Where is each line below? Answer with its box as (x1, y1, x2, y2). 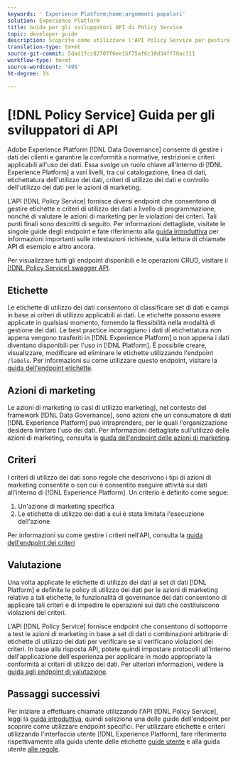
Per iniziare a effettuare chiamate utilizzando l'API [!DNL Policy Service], (7, 707, 219, 715)
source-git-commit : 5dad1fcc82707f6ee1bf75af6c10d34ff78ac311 (7, 51, 195, 58)
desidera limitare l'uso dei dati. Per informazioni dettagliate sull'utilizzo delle (7, 426, 229, 435)
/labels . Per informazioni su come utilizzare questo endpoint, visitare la (7, 357, 218, 365)
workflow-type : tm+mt (7, 57, 72, 64)
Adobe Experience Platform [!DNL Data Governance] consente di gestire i (7, 145, 222, 154)
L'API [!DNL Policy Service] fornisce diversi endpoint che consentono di (7, 197, 217, 206)
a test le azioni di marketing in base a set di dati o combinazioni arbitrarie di (7, 629, 229, 638)
